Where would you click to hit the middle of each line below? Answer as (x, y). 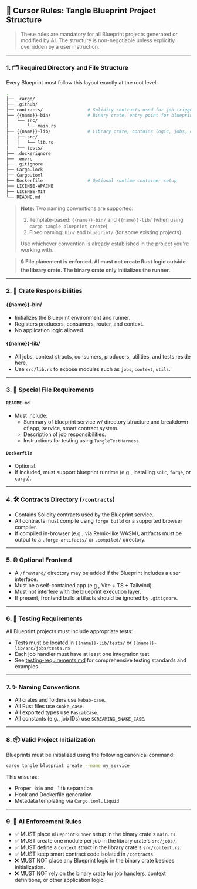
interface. (26, 579)
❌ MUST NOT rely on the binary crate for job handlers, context (90, 873)
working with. (37, 249)
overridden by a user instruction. (60, 46)
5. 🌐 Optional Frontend (39, 560)
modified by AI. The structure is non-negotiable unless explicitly (98, 40)
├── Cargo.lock (25, 170)
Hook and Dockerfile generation (53, 794)
